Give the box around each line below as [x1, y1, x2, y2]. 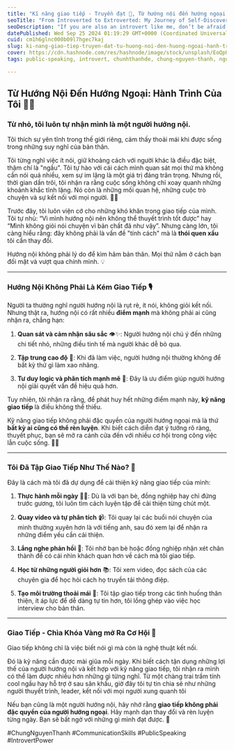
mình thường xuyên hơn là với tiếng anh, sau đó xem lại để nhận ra [17, 523, 208, 531]
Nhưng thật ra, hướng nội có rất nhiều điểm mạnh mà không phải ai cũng [7, 308, 217, 316]
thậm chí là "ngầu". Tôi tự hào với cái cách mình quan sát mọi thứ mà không [7, 163, 224, 172]
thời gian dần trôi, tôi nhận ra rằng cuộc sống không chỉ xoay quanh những [7, 179, 221, 187]
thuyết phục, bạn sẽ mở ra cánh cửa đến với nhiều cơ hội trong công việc [7, 431, 217, 439]
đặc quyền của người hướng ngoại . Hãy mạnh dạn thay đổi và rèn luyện [7, 708, 214, 716]
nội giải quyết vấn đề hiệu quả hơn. [17, 381, 118, 390]
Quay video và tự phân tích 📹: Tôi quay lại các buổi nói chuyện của [17, 513, 212, 522]
